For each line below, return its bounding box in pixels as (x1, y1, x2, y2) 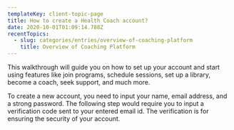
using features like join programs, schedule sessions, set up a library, (7, 70, 210, 79)
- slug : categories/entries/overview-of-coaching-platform (14, 37, 193, 44)
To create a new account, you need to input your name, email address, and (7, 92, 228, 100)
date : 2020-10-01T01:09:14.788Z (7, 23, 103, 31)
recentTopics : (7, 30, 50, 38)
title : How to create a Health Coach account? (7, 17, 148, 24)
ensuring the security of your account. (7, 114, 121, 123)
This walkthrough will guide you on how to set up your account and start (7, 63, 220, 71)
